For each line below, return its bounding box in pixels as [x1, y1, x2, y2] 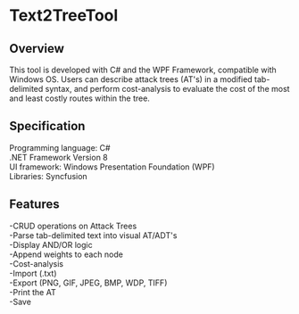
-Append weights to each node [9, 249, 123, 260]
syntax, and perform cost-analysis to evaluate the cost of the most [45, 84, 290, 94]
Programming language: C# [9, 142, 111, 153]
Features [9, 197, 60, 212]
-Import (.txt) [9, 268, 57, 278]
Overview [9, 41, 65, 56]
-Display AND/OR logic [9, 239, 93, 250]
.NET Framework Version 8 [9, 152, 109, 162]
